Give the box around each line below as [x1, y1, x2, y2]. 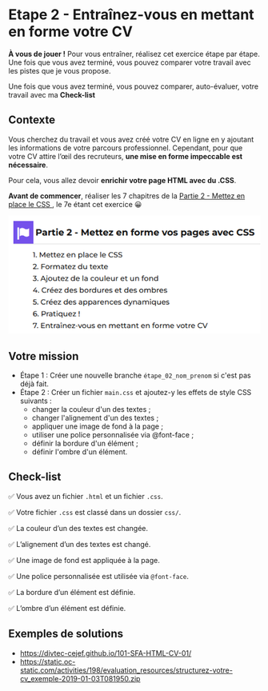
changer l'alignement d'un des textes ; [31, 413, 159, 423]
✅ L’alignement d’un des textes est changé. [8, 539, 151, 549]
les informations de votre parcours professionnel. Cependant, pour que [8, 142, 243, 153]
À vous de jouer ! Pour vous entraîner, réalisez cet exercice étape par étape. [8, 49, 260, 58]
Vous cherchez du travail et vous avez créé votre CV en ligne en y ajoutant [8, 134, 254, 144]
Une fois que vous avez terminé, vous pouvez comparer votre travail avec [8, 58, 251, 67]
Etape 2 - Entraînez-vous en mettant [8, 6, 254, 24]
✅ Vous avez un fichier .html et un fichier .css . [8, 491, 163, 501]
